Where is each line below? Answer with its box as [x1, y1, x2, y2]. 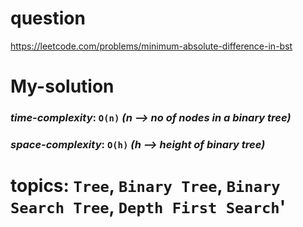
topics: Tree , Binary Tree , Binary [10, 175, 281, 197]
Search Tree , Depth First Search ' [10, 196, 287, 219]
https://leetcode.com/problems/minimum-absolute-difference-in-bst [10, 40, 293, 52]
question [10, 7, 86, 30]
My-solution [10, 75, 115, 98]
